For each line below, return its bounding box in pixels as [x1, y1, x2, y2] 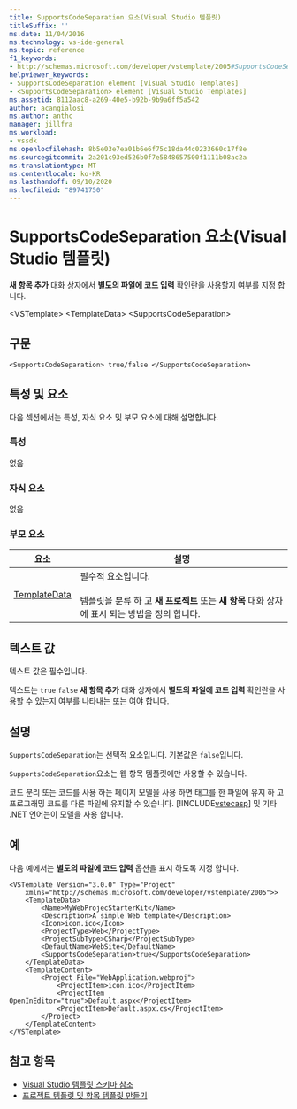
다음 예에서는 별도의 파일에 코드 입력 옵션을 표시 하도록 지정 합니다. [9, 862, 240, 873]
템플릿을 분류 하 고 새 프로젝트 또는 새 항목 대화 [80, 595, 265, 607]
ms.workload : [9, 128, 57, 137]
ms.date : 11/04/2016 [9, 29, 86, 38]
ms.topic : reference [9, 46, 86, 55]
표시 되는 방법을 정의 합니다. [90, 608, 201, 620]
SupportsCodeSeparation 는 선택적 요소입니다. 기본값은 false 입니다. [9, 750, 244, 760]
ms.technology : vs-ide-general [9, 37, 125, 47]
